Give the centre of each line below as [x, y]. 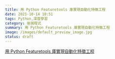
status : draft [19, 37]
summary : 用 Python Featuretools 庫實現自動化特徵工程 [57, 28]
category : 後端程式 [23, 23]
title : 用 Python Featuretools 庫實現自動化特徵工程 [55, 10]
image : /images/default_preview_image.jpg [49, 32]
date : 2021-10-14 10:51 [29, 14]
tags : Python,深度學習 [26, 19]
